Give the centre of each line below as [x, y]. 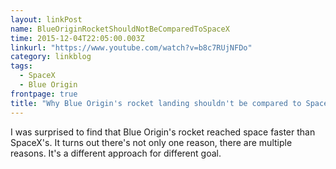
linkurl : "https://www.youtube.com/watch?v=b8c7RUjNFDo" [131, 47]
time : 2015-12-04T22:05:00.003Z [77, 38]
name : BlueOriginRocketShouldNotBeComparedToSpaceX [120, 29]
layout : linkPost [46, 19]
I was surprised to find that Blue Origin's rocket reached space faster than [163, 132]
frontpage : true [44, 94]
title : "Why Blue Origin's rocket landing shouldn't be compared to [156, 103]
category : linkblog [51, 57]
